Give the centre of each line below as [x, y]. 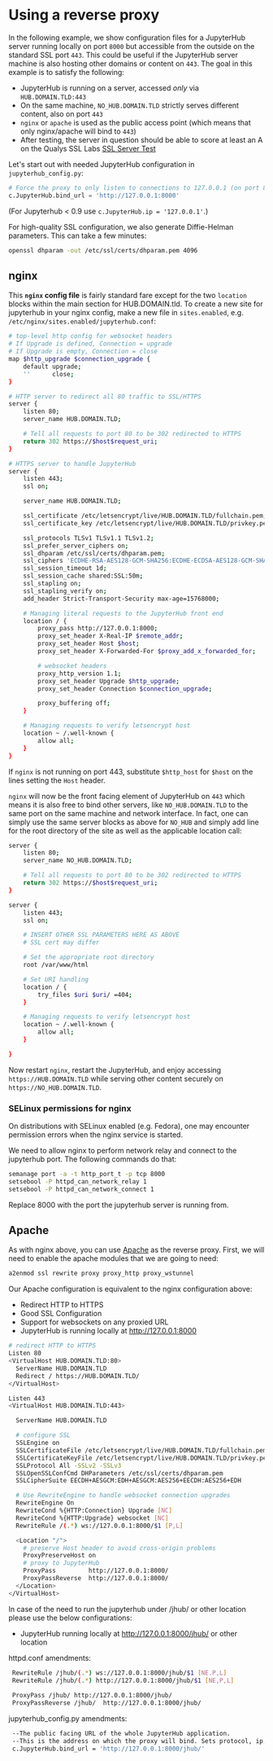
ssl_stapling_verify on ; [65, 591]
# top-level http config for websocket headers [91, 336]
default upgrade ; [52, 367]
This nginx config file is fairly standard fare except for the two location [128, 296]
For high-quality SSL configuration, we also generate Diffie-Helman [121, 226]
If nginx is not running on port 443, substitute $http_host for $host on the [131, 771]
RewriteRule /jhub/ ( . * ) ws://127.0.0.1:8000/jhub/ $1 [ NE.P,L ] [119, 1673]
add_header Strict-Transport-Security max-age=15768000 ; [121, 599]
